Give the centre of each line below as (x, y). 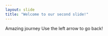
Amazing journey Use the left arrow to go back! (54, 28)
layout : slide (20, 10)
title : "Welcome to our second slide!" (47, 14)
